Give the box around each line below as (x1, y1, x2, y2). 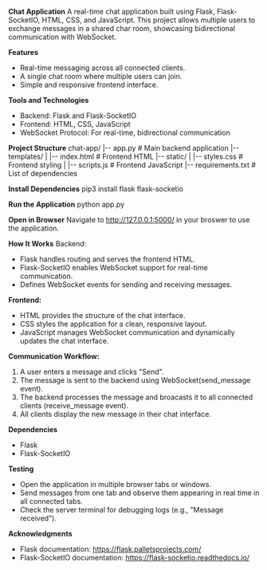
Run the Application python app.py (8, 199, 125, 209)
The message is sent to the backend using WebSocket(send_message (19, 375, 251, 385)
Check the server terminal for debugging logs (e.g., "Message (19, 505, 224, 514)
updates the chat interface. (19, 336, 109, 345)
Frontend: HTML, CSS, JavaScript (19, 120, 132, 128)
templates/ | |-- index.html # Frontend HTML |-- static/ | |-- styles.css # (8, 151, 243, 161)
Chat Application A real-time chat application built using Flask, (8, 7, 215, 16)
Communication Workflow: (8, 352, 100, 361)
